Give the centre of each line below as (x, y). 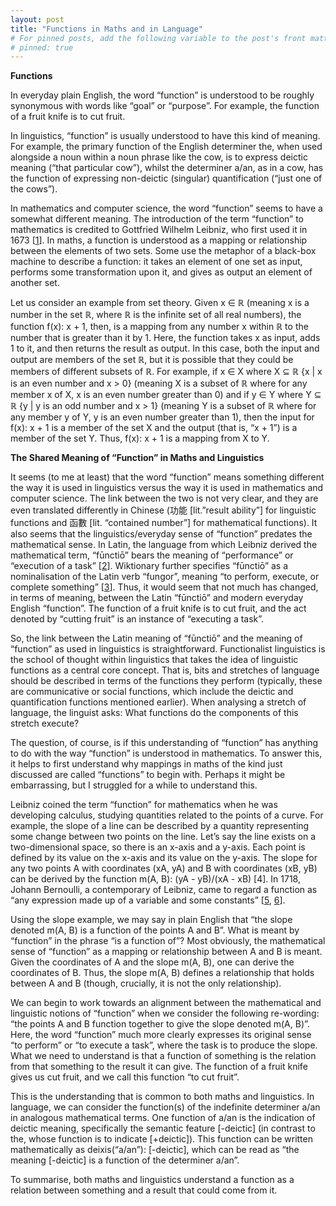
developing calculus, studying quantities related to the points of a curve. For (167, 815)
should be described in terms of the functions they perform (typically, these (166, 681)
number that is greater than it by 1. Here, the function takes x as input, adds (165, 338)
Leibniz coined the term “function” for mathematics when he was (144, 805)
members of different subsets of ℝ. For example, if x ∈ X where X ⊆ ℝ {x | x (166, 372)
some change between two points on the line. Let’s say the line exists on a (163, 837)
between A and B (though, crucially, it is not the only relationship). (146, 983)
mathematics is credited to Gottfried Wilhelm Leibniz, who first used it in (159, 230)
